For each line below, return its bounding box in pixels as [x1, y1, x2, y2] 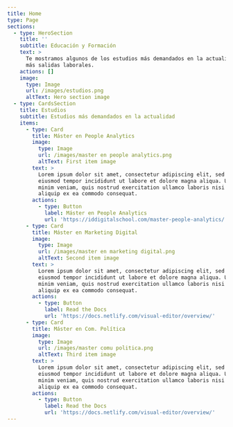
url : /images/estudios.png [25, 87, 104, 94]
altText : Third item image [37, 351, 116, 358]
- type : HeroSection [13, 29, 73, 37]
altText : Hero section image [25, 94, 110, 101]
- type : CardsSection [13, 100, 76, 107]
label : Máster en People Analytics [44, 210, 148, 217]
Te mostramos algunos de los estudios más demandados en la [25, 55, 203, 62]
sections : [7, 23, 36, 30]
